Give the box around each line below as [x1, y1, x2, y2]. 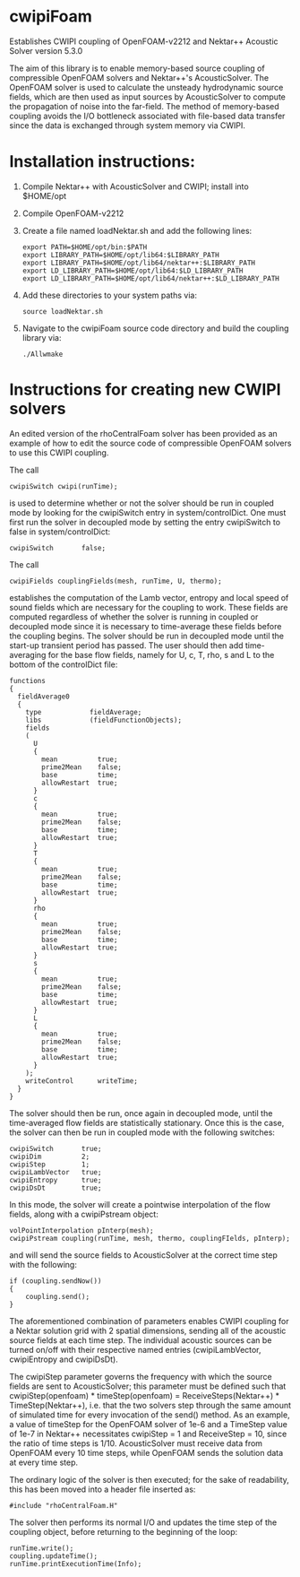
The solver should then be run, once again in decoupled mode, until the [9, 1107, 273, 1118]
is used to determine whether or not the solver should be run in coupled [9, 498, 275, 508]
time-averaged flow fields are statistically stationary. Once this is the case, [9, 1117, 285, 1128]
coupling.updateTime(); [9, 1551, 99, 1561]
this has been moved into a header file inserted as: [9, 1484, 196, 1495]
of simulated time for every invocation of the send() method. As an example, [9, 1409, 290, 1420]
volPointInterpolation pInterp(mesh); [9, 1226, 154, 1235]
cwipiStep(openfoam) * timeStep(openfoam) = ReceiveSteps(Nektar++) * [9, 1390, 280, 1400]
